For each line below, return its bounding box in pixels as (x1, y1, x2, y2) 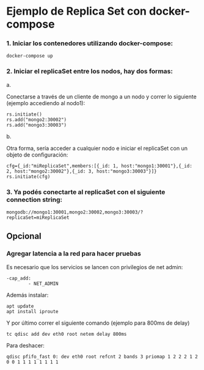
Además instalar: (6, 291, 49, 298)
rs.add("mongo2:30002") (6, 116, 67, 123)
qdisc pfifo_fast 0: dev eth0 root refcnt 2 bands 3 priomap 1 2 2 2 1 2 (6, 353, 199, 360)
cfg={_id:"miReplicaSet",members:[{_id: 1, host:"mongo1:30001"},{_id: (6, 163, 192, 169)
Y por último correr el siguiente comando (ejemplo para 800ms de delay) (6, 319, 190, 327)
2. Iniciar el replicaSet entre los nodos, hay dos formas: (6, 67, 173, 76)
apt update (6, 303, 34, 309)
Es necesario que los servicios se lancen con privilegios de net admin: (6, 263, 183, 270)
